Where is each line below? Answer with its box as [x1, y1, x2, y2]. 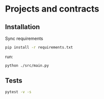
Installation [5, 23, 40, 31]
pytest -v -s [5, 89, 32, 94]
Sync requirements [5, 35, 43, 41]
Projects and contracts [5, 3, 99, 15]
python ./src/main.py [5, 63, 49, 68]
